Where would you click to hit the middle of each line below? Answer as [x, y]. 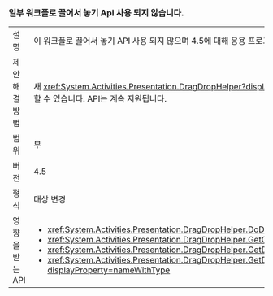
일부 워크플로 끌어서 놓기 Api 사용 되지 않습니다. [96, 12]
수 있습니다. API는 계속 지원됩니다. [105, 99]
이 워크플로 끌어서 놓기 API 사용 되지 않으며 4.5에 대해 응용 [140, 41]
